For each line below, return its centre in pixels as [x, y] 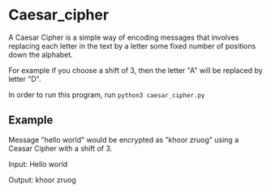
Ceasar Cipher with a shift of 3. [60, 148]
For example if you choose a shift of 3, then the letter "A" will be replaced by [135, 70]
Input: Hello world [38, 164]
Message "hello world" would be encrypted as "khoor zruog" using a [124, 139]
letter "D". [25, 79]
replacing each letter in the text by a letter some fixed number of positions [132, 45]
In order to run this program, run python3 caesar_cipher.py [107, 94]
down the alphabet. [41, 54]
